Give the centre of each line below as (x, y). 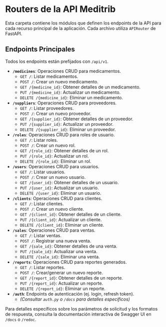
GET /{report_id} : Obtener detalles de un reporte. (71, 278)
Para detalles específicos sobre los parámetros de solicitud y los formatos (81, 309)
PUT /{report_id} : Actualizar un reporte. (61, 283)
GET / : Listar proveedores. (47, 108)
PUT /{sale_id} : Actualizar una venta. (58, 251)
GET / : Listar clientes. (42, 204)
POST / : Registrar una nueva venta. (55, 241)
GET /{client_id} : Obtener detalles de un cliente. (71, 214)
